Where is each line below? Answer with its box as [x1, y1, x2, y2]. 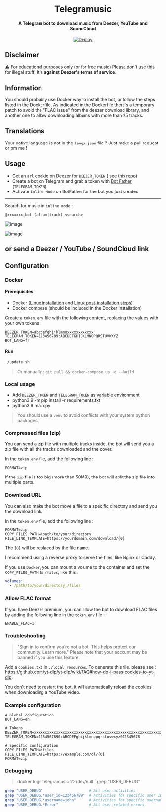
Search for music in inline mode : [5, 202, 73, 208]
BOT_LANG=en [5, 717, 30, 722]
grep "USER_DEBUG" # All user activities [5, 788, 136, 793]
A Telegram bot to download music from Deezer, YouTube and [18, 20, 148, 26]
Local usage [5, 381, 35, 387]
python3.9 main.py [12, 402, 51, 408]
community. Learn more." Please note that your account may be [17, 649, 147, 655]
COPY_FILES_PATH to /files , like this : [5, 569, 79, 575]
